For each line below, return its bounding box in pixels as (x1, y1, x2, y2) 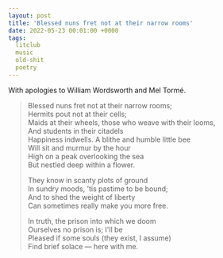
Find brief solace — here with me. (27, 241, 139, 251)
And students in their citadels (27, 126, 124, 135)
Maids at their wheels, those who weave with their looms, (27, 117, 216, 127)
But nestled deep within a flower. (27, 160, 136, 170)
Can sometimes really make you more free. (27, 201, 169, 210)
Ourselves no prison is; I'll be (27, 225, 123, 234)
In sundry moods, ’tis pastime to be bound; (27, 184, 168, 193)
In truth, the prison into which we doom (27, 216, 156, 225)
